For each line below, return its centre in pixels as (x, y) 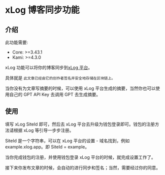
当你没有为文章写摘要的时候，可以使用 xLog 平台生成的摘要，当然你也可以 (81, 88)
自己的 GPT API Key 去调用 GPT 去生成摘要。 (55, 94)
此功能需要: (17, 42)
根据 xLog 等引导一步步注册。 (44, 130)
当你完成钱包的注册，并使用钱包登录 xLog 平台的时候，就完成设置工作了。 (81, 157)
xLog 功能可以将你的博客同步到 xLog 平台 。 (49, 67)
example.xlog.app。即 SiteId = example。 (47, 147)
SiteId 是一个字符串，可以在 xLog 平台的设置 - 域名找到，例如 (67, 141)
